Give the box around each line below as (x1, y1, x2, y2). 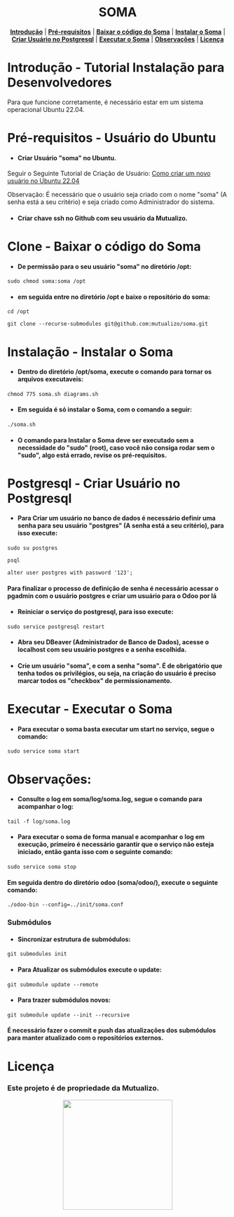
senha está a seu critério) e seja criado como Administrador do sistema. (7, 198, 215, 206)
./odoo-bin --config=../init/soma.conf (7, 901, 124, 908)
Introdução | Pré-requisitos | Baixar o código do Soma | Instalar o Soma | (10, 27, 226, 36)
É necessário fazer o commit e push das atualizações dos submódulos (7, 1026, 216, 1035)
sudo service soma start (7, 748, 80, 755)
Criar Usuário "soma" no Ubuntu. (17, 153, 117, 162)
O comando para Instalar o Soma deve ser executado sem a (17, 435, 194, 444)
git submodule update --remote (7, 981, 99, 988)
